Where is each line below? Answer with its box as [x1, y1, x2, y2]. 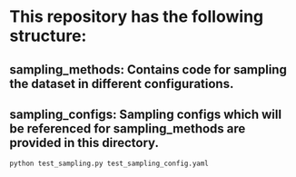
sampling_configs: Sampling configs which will [9, 106, 282, 122]
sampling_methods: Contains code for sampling [9, 62, 288, 77]
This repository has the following [9, 6, 264, 27]
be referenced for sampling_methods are [9, 121, 246, 136]
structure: [9, 25, 87, 46]
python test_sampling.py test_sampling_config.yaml [9, 159, 209, 169]
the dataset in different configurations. [9, 75, 234, 92]
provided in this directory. [9, 134, 159, 151]
